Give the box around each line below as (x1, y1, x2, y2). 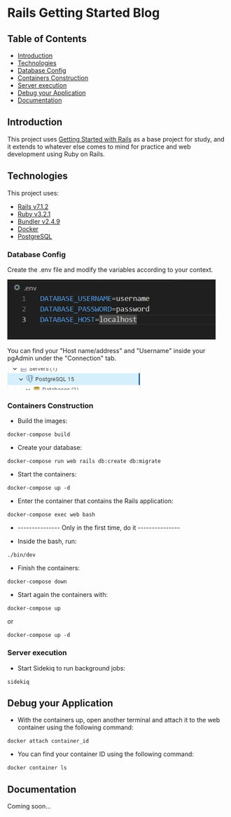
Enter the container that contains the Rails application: (17, 497, 174, 505)
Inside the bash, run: (17, 537, 77, 546)
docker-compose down (7, 578, 68, 586)
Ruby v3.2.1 (17, 210, 51, 218)
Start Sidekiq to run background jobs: (17, 664, 126, 672)
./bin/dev (7, 551, 36, 558)
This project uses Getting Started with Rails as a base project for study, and (7, 135, 225, 143)
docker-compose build (7, 431, 71, 439)
